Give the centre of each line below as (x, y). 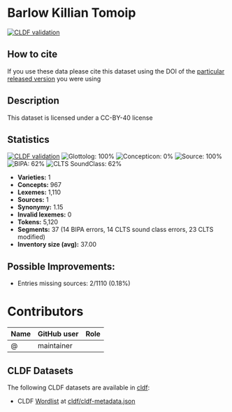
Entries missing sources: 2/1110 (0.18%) (74, 283)
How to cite (32, 54)
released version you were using (54, 78)
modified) (31, 237)
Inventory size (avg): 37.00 (57, 245)
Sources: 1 (33, 200)
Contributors (45, 311)
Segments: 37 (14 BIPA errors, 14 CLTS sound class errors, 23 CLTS (115, 230)
